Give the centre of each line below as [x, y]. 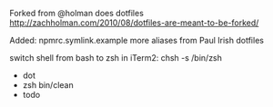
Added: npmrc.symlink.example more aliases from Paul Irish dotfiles [136, 40]
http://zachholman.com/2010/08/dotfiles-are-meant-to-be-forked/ [134, 23]
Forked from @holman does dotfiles [76, 13]
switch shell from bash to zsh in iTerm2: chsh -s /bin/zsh [116, 58]
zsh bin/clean [48, 85]
